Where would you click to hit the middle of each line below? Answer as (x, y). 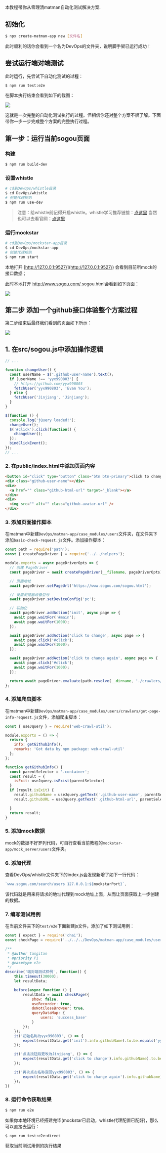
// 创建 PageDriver (29, 568)
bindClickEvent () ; (29, 443)
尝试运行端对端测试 (34, 63)
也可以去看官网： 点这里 (41, 219)
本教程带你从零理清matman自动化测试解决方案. (53, 7)
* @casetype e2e (24, 963)
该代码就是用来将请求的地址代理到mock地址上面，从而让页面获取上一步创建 (82, 894)
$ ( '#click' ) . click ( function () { (43, 429)
